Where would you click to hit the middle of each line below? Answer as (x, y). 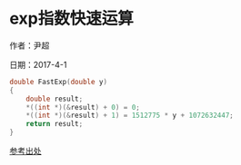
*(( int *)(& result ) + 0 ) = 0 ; (83, 107)
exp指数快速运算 (72, 19)
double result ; (55, 99)
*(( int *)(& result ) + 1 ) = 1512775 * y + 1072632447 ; (130, 116)
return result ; (55, 124)
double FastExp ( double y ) (58, 82)
